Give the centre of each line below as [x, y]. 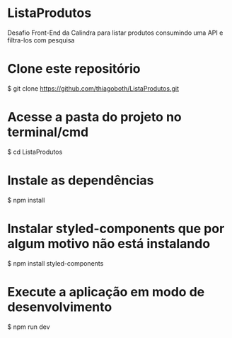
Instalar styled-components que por [116, 229]
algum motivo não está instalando [109, 243]
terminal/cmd [48, 132]
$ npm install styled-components [56, 263]
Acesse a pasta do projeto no [94, 117]
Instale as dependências [81, 180]
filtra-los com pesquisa [41, 40]
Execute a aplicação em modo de [106, 292]
